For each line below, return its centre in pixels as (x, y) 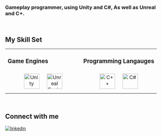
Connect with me (32, 117)
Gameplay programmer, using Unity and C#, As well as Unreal (81, 7)
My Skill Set (24, 40)
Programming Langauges (119, 61)
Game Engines (28, 61)
